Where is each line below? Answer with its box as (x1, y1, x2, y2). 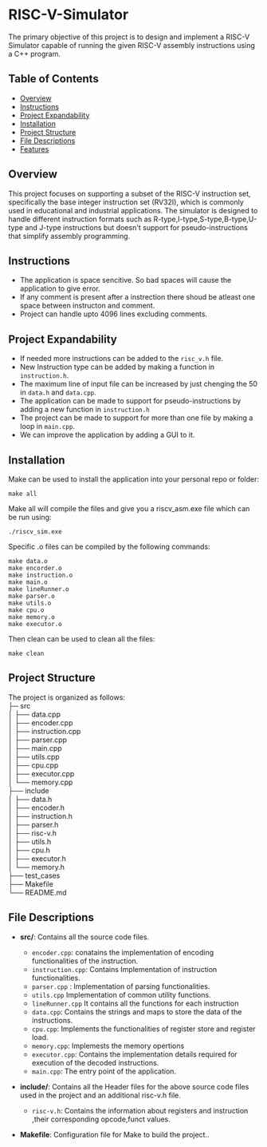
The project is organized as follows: (8, 693, 126, 702)
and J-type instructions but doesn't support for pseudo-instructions (25, 222, 249, 232)
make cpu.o (8, 606, 45, 614)
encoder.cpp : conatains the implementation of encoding (31, 947, 214, 957)
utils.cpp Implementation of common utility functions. (31, 990, 211, 999)
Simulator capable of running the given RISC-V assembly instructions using (8, 40, 255, 50)
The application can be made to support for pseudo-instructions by (19, 396, 241, 406)
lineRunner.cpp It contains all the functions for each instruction (31, 998, 239, 1008)
